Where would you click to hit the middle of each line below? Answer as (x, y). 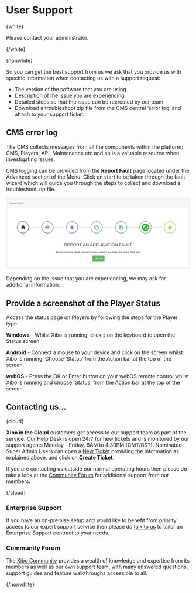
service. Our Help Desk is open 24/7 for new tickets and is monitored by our (98, 438)
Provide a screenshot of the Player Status (83, 303)
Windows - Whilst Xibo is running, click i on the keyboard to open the (91, 335)
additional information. (33, 285)
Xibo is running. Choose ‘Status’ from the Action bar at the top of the (89, 358)
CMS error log (32, 133)
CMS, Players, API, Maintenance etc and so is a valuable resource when (93, 153)
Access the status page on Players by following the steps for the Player (92, 317)
